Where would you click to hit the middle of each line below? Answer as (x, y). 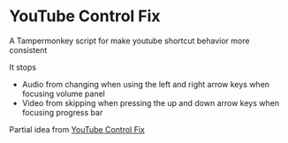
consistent (28, 49)
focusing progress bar (62, 112)
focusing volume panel (64, 94)
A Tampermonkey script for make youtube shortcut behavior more (129, 41)
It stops (23, 67)
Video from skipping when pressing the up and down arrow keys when (151, 102)
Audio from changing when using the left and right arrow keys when (146, 84)
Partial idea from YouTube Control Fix (77, 129)
